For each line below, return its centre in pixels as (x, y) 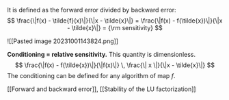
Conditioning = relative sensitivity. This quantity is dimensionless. (102, 54)
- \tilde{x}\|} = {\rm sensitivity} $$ (115, 28)
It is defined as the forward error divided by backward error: (92, 10)
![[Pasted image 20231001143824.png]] (63, 41)
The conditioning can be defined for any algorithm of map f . (91, 76)
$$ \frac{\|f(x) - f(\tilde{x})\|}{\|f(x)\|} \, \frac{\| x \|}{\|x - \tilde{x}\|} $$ (115, 65)
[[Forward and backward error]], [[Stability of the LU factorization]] (102, 89)
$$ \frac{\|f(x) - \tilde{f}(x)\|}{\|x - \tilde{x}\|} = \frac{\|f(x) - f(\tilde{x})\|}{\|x (115, 21)
